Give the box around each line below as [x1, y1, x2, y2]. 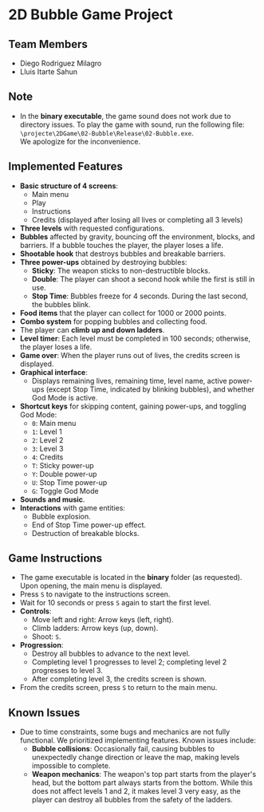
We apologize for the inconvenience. [19, 136, 141, 146]
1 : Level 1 [31, 427, 62, 436]
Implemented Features [8, 160, 124, 173]
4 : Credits [31, 452, 64, 462]
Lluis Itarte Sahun [19, 67, 78, 77]
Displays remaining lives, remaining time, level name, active [31, 376, 227, 385]
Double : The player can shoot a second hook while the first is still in [31, 274, 255, 284]
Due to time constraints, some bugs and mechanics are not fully [19, 727, 231, 737]
